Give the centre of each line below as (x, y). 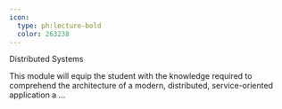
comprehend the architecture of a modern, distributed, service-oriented (141, 86)
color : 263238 (43, 34)
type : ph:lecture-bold (59, 26)
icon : (19, 17)
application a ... (37, 95)
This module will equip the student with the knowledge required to (131, 76)
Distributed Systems (46, 59)
